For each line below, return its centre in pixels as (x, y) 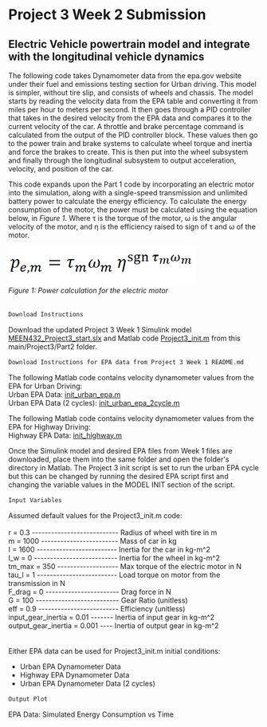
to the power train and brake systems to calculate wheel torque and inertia (130, 143)
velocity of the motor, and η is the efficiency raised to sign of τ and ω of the (132, 226)
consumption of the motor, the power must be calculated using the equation (133, 210)
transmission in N (37, 583)
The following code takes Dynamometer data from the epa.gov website (125, 76)
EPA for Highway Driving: (49, 426)
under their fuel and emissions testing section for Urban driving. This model (132, 84)
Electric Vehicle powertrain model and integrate (130, 44)
